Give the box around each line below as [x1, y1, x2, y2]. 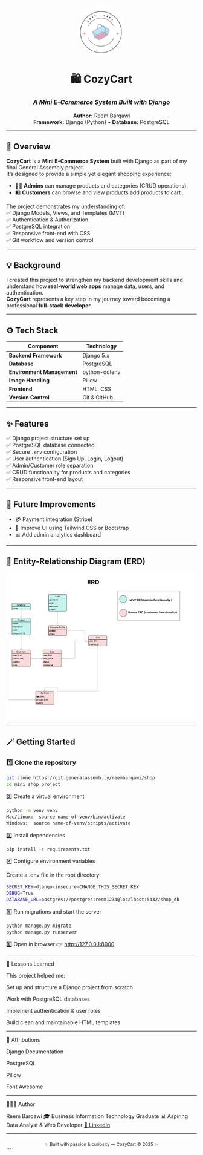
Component [28, 343, 59, 350]
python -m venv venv [6, 807, 59, 813]
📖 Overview [6, 141, 51, 152]
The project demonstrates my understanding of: [6, 203, 126, 210]
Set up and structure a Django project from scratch [6, 983, 134, 990]
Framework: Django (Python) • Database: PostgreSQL [33, 118, 170, 125]
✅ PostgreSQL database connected [6, 442, 95, 449]
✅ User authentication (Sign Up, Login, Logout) [6, 455, 124, 462]
